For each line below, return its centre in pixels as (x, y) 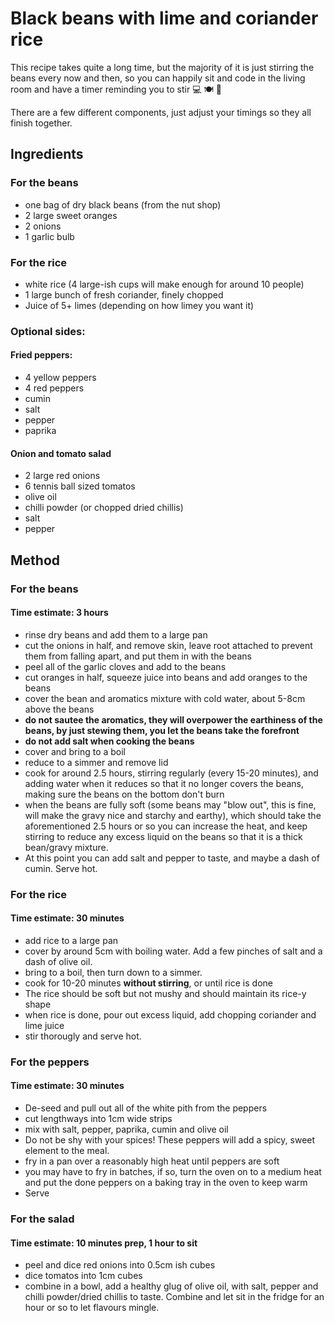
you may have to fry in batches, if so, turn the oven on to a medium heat (173, 1172)
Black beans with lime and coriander (164, 18)
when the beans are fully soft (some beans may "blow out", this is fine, (170, 804)
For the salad (42, 1219)
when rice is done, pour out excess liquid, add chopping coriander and (170, 1014)
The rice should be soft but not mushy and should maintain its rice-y (165, 993)
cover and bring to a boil (75, 751)
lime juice (44, 1025)
